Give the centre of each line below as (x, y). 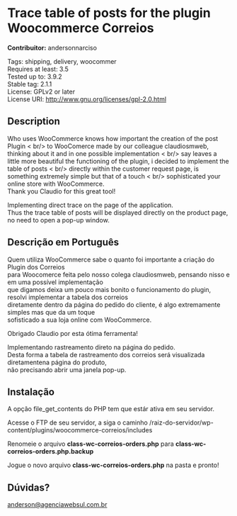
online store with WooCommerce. (56, 184)
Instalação (31, 392)
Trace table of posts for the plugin (109, 13)
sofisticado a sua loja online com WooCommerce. (80, 320)
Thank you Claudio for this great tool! (62, 191)
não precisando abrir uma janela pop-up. (67, 369)
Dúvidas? (29, 487)
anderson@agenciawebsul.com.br (57, 505)
